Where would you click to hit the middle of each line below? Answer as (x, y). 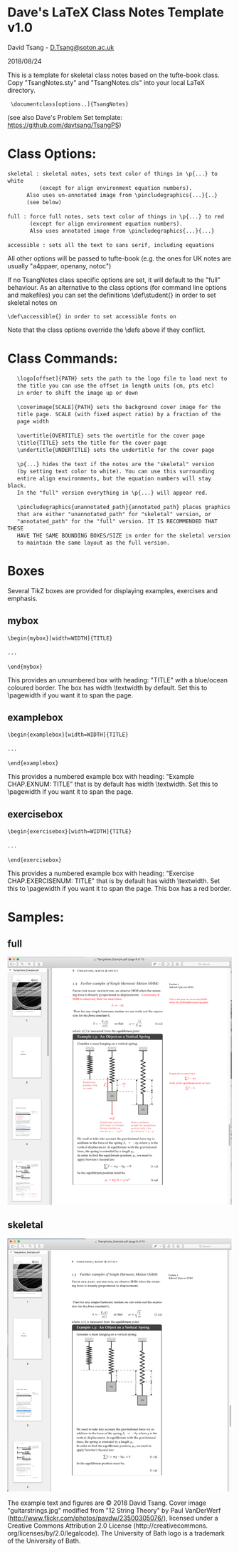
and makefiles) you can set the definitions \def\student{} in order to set (112, 295)
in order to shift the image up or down (78, 393)
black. (17, 485)
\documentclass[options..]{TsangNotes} (70, 104)
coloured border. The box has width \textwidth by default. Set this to (107, 687)
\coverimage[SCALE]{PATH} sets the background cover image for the (119, 407)
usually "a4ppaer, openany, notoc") (59, 266)
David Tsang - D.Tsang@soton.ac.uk (61, 47)
